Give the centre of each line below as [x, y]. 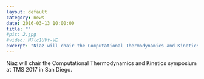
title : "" [19, 29]
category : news [25, 18]
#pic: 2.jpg [21, 35]
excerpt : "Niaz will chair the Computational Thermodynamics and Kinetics [103, 46]
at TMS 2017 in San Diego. [39, 69]
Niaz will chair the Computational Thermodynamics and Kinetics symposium [102, 63]
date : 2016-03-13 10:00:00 [40, 23]
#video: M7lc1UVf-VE [32, 40]
